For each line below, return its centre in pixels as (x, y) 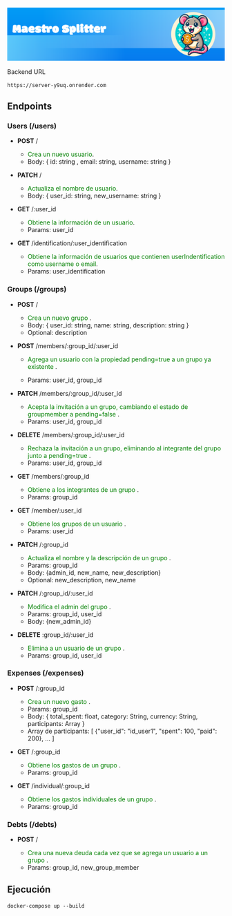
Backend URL (27, 71)
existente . (42, 366)
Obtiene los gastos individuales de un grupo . (92, 799)
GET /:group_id (39, 752)
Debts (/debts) (32, 824)
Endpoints (30, 106)
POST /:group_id (41, 688)
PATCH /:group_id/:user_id (55, 593)
